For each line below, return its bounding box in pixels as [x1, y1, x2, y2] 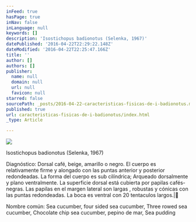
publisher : [6, 68, 33, 74]
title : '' [6, 52, 30, 58]
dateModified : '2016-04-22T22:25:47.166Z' [6, 47, 111, 53]
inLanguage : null [6, 25, 48, 31]
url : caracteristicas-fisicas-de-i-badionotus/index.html [6, 112, 150, 117]
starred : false [6, 95, 43, 101]
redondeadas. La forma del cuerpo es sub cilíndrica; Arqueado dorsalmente [6, 173, 188, 180]
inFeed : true [6, 8, 38, 15]
